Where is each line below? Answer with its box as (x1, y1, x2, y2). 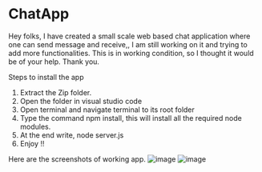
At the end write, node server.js (19, 130, 124, 140)
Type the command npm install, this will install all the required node (19, 113, 242, 122)
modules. (19, 122, 51, 131)
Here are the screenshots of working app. (8, 154, 147, 164)
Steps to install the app (8, 72, 84, 82)
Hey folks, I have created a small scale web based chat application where (8, 31, 251, 41)
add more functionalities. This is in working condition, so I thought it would (8, 48, 254, 58)
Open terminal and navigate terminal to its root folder (19, 105, 195, 114)
